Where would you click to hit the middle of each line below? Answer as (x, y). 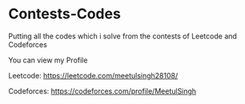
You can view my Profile (48, 60)
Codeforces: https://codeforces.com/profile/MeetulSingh (102, 91)
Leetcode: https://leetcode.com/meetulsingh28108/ (93, 75)
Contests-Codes (65, 14)
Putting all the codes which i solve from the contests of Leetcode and (123, 36)
